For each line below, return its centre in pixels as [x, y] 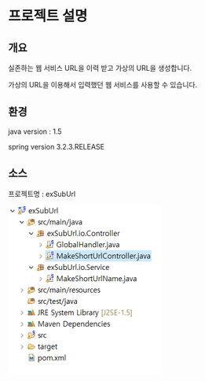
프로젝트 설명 [48, 16]
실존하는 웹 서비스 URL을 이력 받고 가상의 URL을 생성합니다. [100, 68]
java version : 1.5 [35, 131]
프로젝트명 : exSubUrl [42, 194]
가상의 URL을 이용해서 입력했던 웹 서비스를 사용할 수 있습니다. [103, 85]
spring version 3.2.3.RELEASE [56, 146]
